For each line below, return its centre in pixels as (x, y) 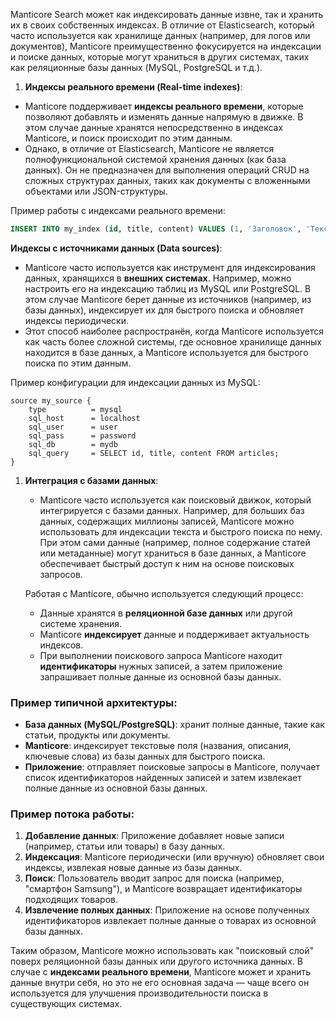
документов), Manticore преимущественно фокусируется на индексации (166, 46)
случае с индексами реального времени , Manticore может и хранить (161, 972)
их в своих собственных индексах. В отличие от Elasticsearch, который (162, 25)
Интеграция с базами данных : (91, 480)
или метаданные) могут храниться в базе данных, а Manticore (173, 553)
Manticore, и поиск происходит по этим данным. (128, 138)
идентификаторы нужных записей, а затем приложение (161, 666)
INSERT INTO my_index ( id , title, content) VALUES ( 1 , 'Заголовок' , (156, 229)
